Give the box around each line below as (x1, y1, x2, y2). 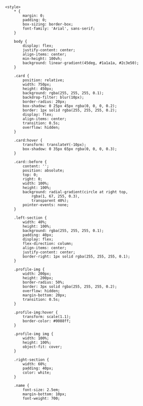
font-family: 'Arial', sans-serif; (23, 26, 95, 31)
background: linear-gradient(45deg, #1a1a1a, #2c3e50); (23, 60, 139, 65)
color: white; (23, 370, 51, 375)
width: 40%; (23, 220, 48, 225)
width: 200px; (23, 271, 51, 276)
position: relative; (23, 78, 65, 83)
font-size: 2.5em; (23, 387, 60, 392)
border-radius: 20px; (23, 99, 67, 104)
